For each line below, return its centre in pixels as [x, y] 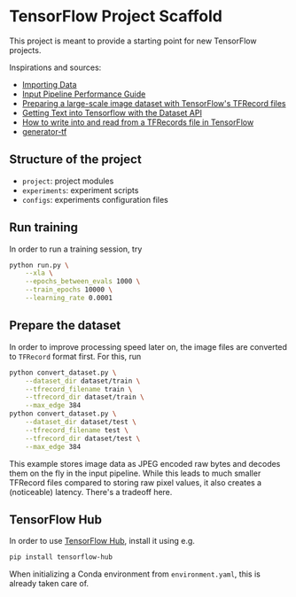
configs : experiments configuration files [95, 199]
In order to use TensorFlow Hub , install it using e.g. [102, 541]
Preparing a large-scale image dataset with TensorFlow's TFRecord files [154, 103]
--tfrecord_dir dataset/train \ [85, 397]
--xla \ [39, 273]
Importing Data [49, 84]
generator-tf [44, 131]
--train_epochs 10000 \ [69, 290]
